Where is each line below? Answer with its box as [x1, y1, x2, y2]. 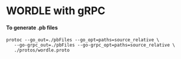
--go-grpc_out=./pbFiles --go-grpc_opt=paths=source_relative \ [14, 42, 176, 48]
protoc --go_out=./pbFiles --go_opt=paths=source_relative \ [6, 37, 160, 43]
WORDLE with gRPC [6, 4, 106, 18]
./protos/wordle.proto [14, 47, 70, 54]
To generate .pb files [6, 24, 58, 31]
